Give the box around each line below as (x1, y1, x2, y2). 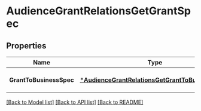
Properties (6, 41, 47, 51)
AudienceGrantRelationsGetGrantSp (6, 4, 191, 18)
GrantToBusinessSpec (9, 76, 74, 84)
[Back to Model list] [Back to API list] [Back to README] (6, 98, 144, 106)
